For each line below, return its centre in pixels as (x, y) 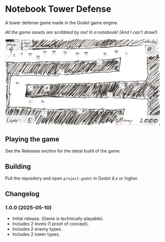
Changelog (22, 194)
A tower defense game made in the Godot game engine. (62, 23)
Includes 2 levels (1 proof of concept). (51, 224)
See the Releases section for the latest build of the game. (63, 151)
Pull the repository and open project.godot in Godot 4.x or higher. (72, 179)
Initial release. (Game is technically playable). (58, 218)
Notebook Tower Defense (58, 9)
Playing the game (32, 139)
